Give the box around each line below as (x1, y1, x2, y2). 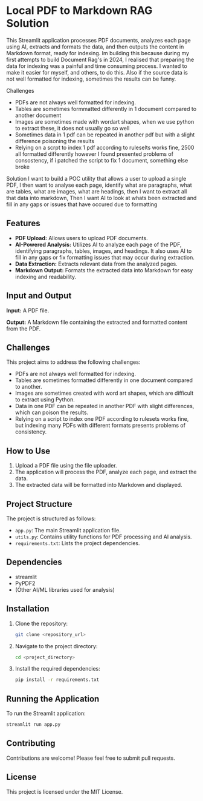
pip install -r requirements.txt (14, 677, 100, 683)
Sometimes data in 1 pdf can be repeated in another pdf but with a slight (14, 131, 195, 138)
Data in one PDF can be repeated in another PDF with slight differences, (14, 403, 195, 410)
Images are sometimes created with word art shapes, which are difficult (14, 389, 194, 397)
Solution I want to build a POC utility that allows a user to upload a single (6, 175, 187, 182)
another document (14, 112, 62, 119)
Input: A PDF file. (6, 307, 50, 314)
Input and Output (6, 290, 72, 301)
